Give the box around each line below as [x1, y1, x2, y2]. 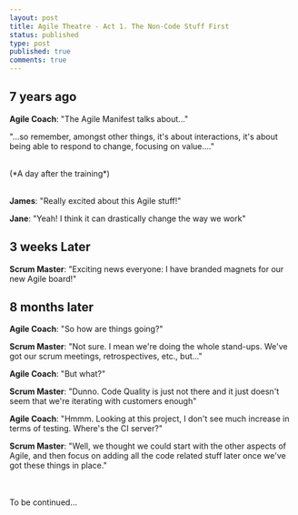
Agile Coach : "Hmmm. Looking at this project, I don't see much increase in [9, 413, 290, 424]
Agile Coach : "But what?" [9, 369, 106, 379]
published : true [9, 47, 71, 56]
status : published [9, 30, 79, 39]
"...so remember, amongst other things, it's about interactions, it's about [9, 131, 279, 142]
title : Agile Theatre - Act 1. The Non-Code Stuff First [9, 22, 230, 31]
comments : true [9, 56, 67, 65]
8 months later [9, 299, 94, 315]
